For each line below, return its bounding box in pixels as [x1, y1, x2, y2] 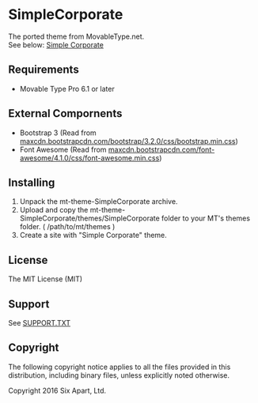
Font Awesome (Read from [19, 145, 107, 154]
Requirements [8, 63, 79, 77]
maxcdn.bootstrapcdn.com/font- [108, 145, 215, 154]
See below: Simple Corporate [8, 40, 104, 49]
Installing [8, 175, 55, 189]
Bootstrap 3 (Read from [19, 128, 97, 137]
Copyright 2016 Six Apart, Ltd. [8, 386, 107, 395]
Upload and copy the [19, 205, 89, 215]
